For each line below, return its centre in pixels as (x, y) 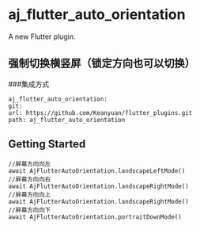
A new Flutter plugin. (42, 36)
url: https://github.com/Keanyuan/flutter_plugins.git (100, 113)
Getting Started (47, 144)
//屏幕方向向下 (30, 210)
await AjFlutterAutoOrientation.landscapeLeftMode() (97, 171)
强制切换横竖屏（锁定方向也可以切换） (102, 64)
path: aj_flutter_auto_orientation (67, 120)
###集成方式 (29, 84)
